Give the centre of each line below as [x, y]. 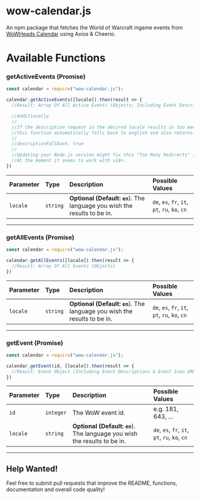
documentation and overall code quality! [56, 489]
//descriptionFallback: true [48, 144]
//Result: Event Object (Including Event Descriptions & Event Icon [98, 371]
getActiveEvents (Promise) [46, 77]
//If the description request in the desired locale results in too [98, 127]
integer [56, 413]
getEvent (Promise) [35, 343]
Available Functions [56, 58]
